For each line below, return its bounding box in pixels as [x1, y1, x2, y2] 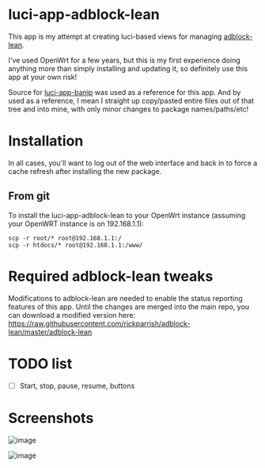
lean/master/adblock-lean [8, 326, 93, 337]
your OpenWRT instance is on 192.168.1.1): [8, 219, 145, 228]
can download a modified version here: [8, 310, 136, 319]
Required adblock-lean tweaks [8, 267, 214, 285]
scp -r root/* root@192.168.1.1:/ [8, 234, 123, 242]
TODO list [8, 354, 73, 372]
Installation [8, 132, 84, 150]
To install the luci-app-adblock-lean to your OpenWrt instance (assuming [8, 210, 246, 220]
